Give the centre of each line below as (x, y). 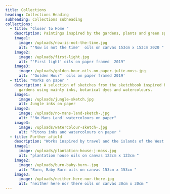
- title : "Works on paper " (39, 80)
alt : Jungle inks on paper (47, 104)
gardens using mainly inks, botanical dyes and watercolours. (86, 90)
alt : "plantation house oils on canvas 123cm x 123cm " (79, 156)
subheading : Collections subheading (44, 19)
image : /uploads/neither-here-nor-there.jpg (66, 179)
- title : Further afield (36, 137)
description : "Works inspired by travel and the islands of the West (89, 141)
